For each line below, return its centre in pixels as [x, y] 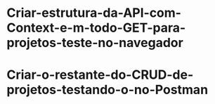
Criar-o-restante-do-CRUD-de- [100, 75]
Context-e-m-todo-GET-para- [96, 28]
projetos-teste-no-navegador [95, 43]
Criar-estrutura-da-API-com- [94, 13]
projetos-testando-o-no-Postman [107, 90]
